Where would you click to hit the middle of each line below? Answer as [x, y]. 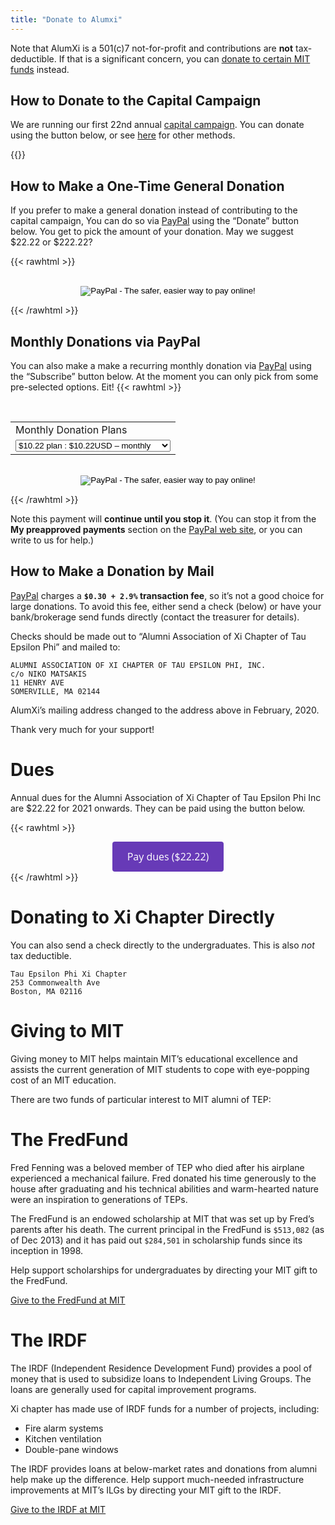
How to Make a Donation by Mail [112, 571]
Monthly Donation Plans [71, 430]
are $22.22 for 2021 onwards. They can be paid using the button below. [158, 808]
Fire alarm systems [64, 1428]
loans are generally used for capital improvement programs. [133, 1389]
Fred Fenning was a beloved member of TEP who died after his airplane [157, 1167]
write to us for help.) [52, 540]
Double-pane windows [71, 1449]
